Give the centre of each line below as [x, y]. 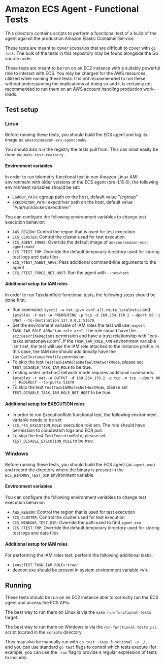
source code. [18, 58]
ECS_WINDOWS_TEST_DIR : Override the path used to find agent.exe [77, 522]
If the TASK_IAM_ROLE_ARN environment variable [110, 341]
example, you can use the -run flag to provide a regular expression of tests [81, 652]
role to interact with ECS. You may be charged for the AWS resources [75, 73]
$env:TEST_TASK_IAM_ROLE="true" [45, 565]
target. [12, 617]
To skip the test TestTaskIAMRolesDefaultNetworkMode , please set [78, 362]
